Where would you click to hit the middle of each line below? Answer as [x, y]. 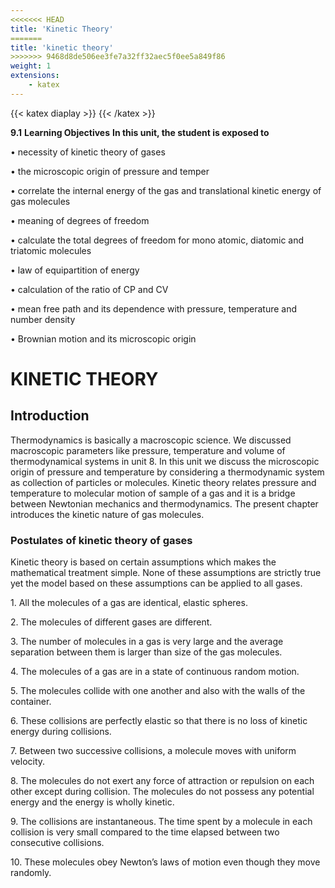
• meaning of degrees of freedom [80, 220]
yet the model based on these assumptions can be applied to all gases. [156, 583]
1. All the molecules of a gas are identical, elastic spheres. [129, 603]
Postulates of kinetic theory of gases [101, 540]
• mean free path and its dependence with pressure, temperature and [154, 308]
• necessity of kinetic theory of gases [88, 152]
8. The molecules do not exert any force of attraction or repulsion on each [162, 781]
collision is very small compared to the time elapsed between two [145, 832]
